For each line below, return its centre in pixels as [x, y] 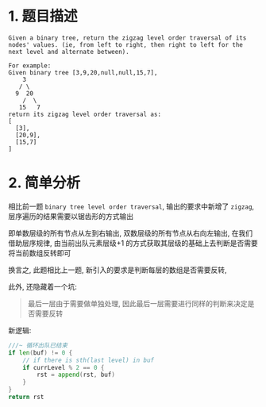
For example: [30, 65]
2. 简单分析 [44, 183]
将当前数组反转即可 [40, 253]
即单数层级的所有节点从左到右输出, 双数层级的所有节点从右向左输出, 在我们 [130, 233]
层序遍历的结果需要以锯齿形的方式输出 [71, 216]
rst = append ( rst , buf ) [76, 375]
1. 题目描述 [43, 16]
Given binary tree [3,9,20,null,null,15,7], [83, 72]
